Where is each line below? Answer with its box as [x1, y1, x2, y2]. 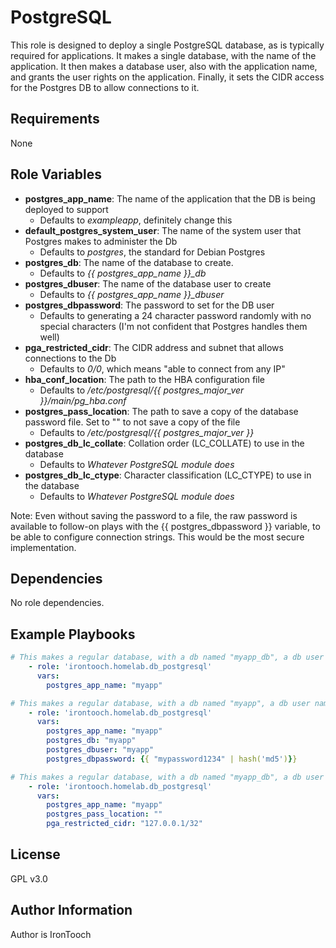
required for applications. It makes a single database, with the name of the [10, 49, 317, 61]
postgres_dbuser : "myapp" [46, 745, 155, 755]
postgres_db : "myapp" [46, 736, 137, 746]
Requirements [10, 111, 100, 128]
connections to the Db [24, 352, 117, 364]
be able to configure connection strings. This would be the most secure [10, 531, 305, 543]
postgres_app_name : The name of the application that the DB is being [24, 192, 316, 205]
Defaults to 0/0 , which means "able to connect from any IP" [39, 362, 286, 375]
